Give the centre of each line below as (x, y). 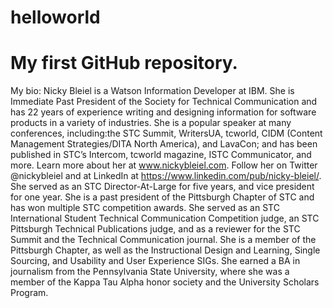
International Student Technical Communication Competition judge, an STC (165, 218)
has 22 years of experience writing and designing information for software (163, 112)
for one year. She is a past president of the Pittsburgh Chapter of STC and (162, 197)
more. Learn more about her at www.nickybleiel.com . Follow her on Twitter (164, 165)
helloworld (55, 17)
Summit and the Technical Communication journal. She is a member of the (163, 240)
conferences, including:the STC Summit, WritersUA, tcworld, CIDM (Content (166, 133)
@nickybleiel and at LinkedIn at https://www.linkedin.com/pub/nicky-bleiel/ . (166, 176)
